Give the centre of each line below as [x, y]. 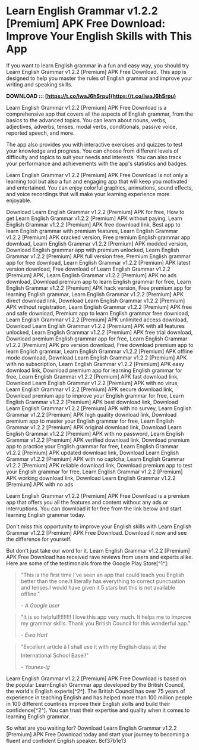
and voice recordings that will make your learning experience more [88, 194]
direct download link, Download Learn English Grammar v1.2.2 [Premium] [96, 300]
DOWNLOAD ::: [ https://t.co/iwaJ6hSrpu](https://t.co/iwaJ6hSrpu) [91, 96]
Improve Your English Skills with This [99, 36]
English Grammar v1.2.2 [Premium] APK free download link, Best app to [93, 224]
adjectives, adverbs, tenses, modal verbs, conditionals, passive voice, [92, 126]
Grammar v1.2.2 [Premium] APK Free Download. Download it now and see [97, 532]
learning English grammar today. [46, 515]
